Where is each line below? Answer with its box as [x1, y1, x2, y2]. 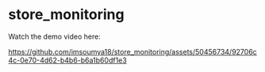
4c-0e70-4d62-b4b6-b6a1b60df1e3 [8, 55, 127, 65]
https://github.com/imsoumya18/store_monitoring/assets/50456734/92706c [8, 47, 258, 56]
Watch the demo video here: [8, 32, 101, 41]
